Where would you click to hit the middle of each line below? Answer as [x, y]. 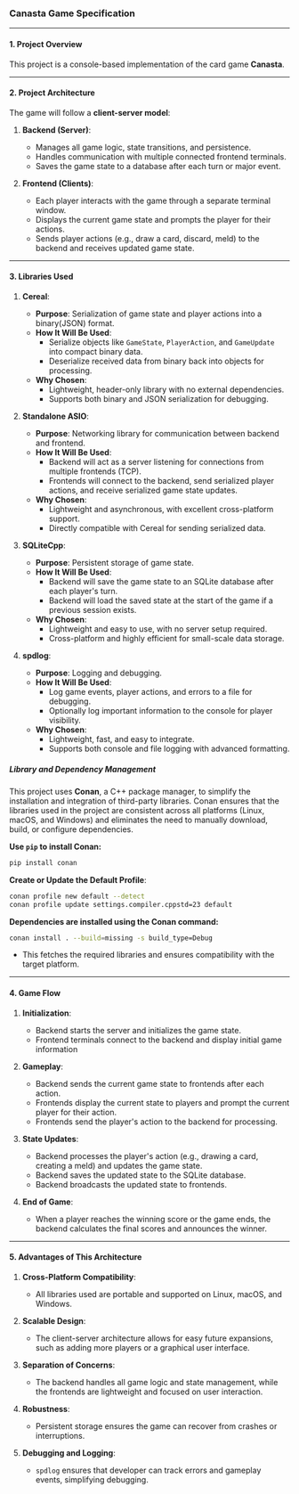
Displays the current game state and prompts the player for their [153, 219]
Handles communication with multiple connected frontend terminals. [161, 156]
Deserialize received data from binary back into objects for [156, 361]
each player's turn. [83, 591]
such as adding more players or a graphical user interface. [143, 1347]
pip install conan [43, 862]
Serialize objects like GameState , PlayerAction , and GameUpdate [162, 342]
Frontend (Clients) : [58, 183]
